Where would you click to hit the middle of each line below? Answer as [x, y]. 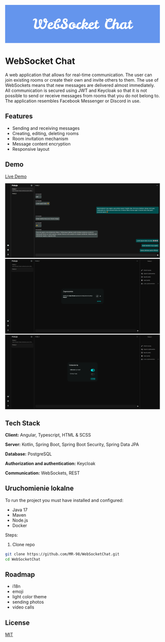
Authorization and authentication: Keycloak [50, 464]
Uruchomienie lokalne [40, 488]
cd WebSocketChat [23, 559]
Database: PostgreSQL [28, 454]
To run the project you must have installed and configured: [64, 500]
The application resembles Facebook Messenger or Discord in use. [73, 101]
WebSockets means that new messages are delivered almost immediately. [80, 85]
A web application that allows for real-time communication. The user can [79, 75]
